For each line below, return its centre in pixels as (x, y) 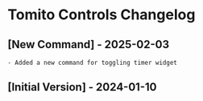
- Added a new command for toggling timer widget (93, 63)
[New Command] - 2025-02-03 (89, 44)
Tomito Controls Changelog (101, 15)
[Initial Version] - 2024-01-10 (82, 87)
